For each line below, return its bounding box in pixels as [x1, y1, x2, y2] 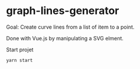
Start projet [6, 46, 34, 53]
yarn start [6, 57, 33, 63]
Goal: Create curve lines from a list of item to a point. [6, 23, 135, 30]
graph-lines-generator [6, 4, 119, 18]
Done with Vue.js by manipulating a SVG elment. [6, 34, 124, 42]
